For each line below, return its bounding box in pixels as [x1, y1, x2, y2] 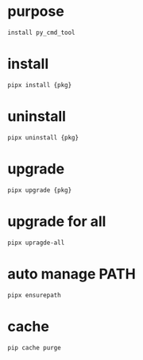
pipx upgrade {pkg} [7, 186, 72, 194]
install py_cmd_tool [7, 29, 76, 36]
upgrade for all [7, 213, 106, 230]
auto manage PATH [7, 265, 136, 283]
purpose [7, 2, 64, 21]
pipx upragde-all [7, 239, 65, 247]
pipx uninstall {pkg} [7, 133, 79, 141]
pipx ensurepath [7, 291, 61, 299]
